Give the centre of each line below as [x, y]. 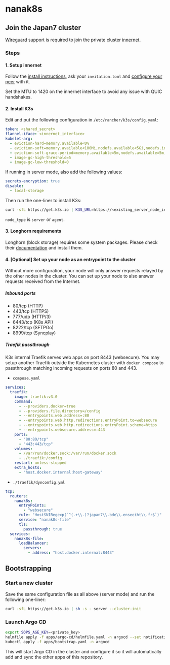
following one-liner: [26, 599]
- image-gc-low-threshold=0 [39, 162]
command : [24, 401]
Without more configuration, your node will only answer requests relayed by [84, 271]
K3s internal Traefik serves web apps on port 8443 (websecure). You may [82, 357]
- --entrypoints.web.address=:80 [54, 416]
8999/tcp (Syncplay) [34, 333]
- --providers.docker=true [47, 406]
